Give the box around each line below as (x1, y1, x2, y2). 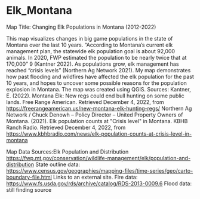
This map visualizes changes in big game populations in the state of (6, 35, 173, 42)
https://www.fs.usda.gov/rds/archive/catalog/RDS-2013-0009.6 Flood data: (6, 180, 192, 187)
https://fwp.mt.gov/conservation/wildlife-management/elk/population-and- (6, 154, 191, 161)
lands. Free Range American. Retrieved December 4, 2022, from (6, 98, 164, 105)
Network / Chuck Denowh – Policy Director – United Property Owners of (6, 111, 183, 118)
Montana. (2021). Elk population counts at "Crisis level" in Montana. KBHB (6, 117, 188, 124)
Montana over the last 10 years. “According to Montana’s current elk (6, 41, 173, 48)
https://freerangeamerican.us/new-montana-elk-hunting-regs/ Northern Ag (6, 105, 192, 112)
